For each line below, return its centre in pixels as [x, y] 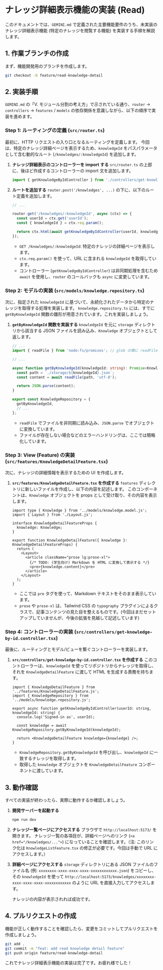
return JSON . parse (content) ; [46, 386]
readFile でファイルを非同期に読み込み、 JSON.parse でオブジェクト [87, 423]
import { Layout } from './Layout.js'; [52, 515]
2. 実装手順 [22, 92]
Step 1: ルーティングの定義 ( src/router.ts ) [55, 131]
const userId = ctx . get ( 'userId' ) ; [53, 218]
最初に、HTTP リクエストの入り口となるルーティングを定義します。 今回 [77, 142]
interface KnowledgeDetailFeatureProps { [54, 523]
